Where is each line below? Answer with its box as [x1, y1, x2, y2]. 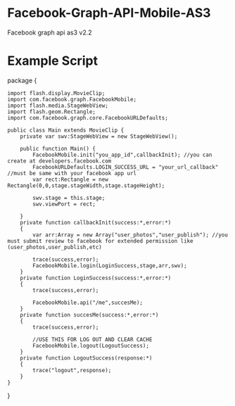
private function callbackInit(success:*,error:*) [20, 219, 172, 226]
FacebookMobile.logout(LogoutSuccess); [32, 342, 150, 349]
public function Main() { [20, 145, 96, 152]
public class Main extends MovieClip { [7, 127, 125, 134]
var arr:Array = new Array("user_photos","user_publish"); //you [32, 231, 229, 239]
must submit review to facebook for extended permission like [7, 237, 193, 244]
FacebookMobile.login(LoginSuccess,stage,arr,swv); [32, 262, 188, 269]
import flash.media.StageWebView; [7, 102, 109, 109]
